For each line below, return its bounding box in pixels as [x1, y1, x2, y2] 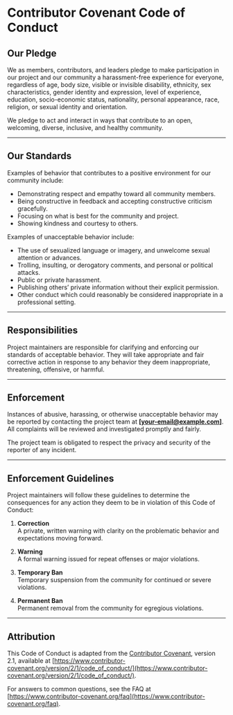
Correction [17, 520, 50, 528]
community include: [7, 176, 64, 184]
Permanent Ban [17, 597, 64, 605]
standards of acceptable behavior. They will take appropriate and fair [7, 350, 205, 359]
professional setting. [17, 298, 76, 306]
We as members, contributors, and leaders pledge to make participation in [7, 66, 220, 74]
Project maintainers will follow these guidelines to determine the [7, 491, 190, 499]
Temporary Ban [17, 568, 63, 577]
